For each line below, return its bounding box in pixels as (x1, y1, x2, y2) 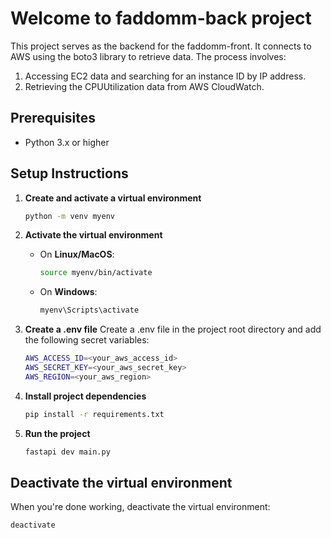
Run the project (24, 427, 91, 439)
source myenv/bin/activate (39, 268, 153, 278)
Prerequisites (10, 110, 96, 127)
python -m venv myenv (24, 211, 115, 221)
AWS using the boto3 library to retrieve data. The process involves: (10, 50, 287, 62)
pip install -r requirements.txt (24, 409, 165, 419)
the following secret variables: (24, 334, 150, 346)
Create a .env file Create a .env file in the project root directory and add (24, 323, 322, 336)
